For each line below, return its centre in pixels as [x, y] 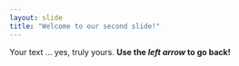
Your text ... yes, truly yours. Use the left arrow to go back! [120, 52]
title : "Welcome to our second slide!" [85, 26]
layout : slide [36, 18]
